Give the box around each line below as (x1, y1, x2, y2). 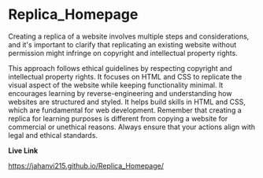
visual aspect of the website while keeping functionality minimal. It (8, 80, 224, 90)
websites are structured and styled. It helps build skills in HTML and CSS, (8, 97, 246, 106)
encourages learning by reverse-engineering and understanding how (8, 88, 232, 98)
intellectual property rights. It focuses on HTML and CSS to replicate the (8, 72, 243, 81)
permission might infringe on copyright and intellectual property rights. (8, 48, 238, 57)
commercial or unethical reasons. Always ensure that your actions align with (8, 122, 256, 132)
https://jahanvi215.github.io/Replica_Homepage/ (8, 161, 164, 170)
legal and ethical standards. (8, 130, 98, 139)
